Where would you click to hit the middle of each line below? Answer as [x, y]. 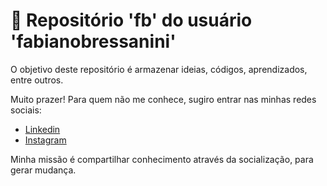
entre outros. [37, 80]
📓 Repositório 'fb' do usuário [131, 20]
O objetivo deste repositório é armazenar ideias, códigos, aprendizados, [159, 69]
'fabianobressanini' [93, 41]
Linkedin [42, 129]
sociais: [26, 110]
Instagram [45, 140]
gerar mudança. [43, 170]
